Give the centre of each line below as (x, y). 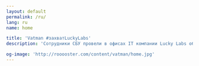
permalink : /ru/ (26, 17)
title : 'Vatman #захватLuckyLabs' (49, 39)
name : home (20, 28)
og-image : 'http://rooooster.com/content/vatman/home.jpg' (81, 54)
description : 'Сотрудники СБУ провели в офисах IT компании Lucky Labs (96, 44)
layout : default (26, 11)
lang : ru (17, 22)
